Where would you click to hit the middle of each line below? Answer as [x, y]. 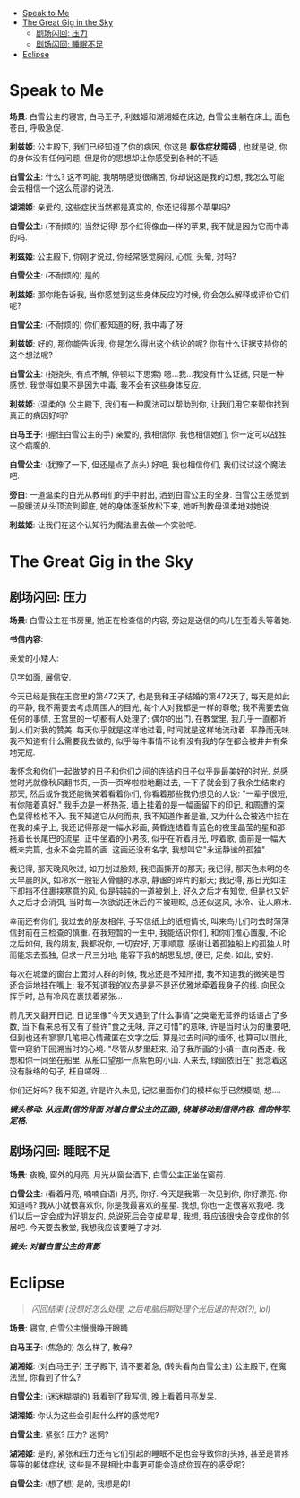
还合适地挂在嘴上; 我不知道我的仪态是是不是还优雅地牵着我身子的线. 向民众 [147, 985]
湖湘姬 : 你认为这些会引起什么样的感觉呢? [84, 1415]
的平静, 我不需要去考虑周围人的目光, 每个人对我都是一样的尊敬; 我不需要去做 [150, 707]
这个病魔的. [30, 445]
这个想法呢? [31, 355]
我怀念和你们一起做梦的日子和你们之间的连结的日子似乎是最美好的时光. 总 [145, 771]
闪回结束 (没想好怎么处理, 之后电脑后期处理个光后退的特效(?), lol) [151, 1309]
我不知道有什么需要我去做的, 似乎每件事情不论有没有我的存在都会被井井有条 [149, 740]
